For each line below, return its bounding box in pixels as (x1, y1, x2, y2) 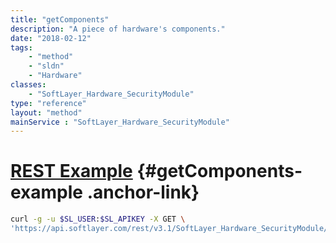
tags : (10, 42, 33, 53)
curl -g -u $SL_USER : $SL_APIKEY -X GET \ (10, 214, 186, 225)
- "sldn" (28, 61, 65, 71)
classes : (10, 80, 47, 90)
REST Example (10, 160, 133, 183)
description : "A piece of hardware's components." (10, 24, 226, 34)
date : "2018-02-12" (10, 33, 92, 43)
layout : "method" (10, 107, 83, 118)
